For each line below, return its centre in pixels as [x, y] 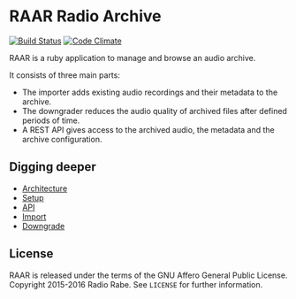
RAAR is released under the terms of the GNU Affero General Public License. [148, 275]
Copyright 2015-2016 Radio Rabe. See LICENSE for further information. [136, 284]
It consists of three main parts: [65, 75]
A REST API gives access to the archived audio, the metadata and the [148, 129]
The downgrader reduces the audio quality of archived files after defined [154, 111]
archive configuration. [62, 139]
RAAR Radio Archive [85, 16]
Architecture [45, 188]
